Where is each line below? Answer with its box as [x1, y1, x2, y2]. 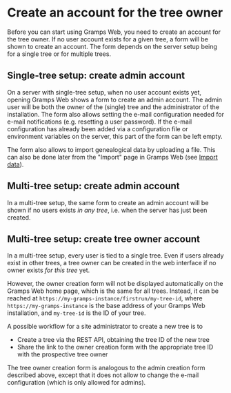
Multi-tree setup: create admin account [7, 180, 181, 192]
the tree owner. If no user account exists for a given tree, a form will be [7, 35, 209, 43]
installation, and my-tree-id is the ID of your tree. [7, 309, 146, 317]
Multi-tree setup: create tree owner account [7, 233, 200, 245]
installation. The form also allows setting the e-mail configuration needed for [7, 110, 225, 118]
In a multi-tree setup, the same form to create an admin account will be [7, 198, 209, 207]
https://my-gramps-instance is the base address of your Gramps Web [7, 302, 205, 310]
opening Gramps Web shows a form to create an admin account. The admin [7, 95, 223, 104]
